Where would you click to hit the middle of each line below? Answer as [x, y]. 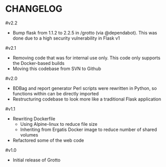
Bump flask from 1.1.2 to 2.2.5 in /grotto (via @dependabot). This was [85, 32]
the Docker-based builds [39, 63]
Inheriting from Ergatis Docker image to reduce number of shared [89, 129]
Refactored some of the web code [48, 140]
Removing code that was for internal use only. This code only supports [87, 58]
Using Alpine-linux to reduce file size [59, 124]
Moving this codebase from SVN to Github [57, 69]
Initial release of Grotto [37, 160]
